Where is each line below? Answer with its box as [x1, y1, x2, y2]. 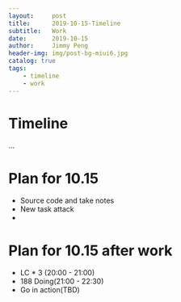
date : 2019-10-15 [8, 34, 89, 43]
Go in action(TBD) [19, 285, 81, 295]
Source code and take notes [19, 195, 115, 206]
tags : [8, 65, 27, 73]
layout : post [8, 11, 67, 20]
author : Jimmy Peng [8, 42, 89, 50]
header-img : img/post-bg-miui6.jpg [8, 49, 128, 57]
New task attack [19, 204, 74, 214]
